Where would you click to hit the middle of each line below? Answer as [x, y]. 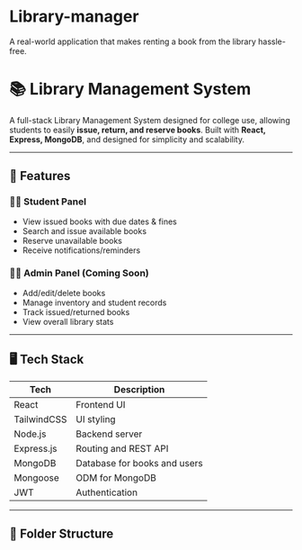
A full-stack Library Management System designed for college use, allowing [150, 120]
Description [139, 389]
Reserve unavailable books [72, 240]
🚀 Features [40, 176]
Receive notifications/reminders [81, 250]
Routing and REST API [122, 448]
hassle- [271, 41]
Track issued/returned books [76, 311]
